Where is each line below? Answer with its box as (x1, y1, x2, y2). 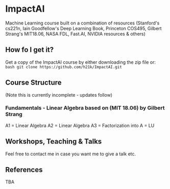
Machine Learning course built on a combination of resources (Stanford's (5, 20, 160, 26)
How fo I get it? (5, 45, 54, 54)
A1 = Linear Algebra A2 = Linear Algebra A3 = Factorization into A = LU (5, 122, 155, 128)
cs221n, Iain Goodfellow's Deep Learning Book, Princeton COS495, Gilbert (5, 25, 162, 31)
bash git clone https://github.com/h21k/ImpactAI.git (5, 64, 123, 69)
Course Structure (5, 78, 62, 87)
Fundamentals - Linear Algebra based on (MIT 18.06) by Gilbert (5, 104, 165, 112)
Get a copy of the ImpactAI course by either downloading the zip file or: (5, 59, 156, 65)
